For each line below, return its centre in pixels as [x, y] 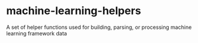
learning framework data [37, 33]
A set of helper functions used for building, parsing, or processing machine [99, 27]
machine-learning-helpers [74, 11]
